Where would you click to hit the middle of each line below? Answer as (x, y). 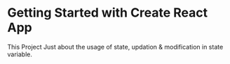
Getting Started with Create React (108, 13)
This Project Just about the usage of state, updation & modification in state (115, 47)
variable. (20, 54)
